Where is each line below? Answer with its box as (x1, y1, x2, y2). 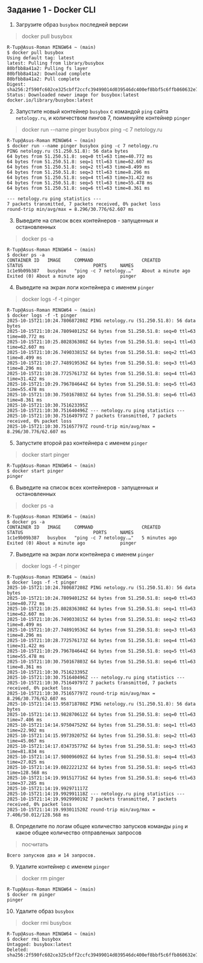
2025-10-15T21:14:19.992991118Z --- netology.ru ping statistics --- (7, 791, 186, 797)
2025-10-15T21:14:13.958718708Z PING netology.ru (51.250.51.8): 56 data (7, 701, 196, 707)
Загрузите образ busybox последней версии (15, 21, 128, 28)
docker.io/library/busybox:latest (7, 97, 94, 103)
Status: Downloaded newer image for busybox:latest (7, 92, 139, 98)
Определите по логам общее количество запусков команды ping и (15, 822, 189, 829)
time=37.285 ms (7, 780, 45, 786)
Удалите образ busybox (15, 907, 75, 915)
